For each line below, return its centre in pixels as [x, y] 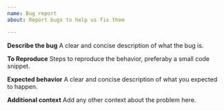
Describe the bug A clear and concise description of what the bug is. [105, 45]
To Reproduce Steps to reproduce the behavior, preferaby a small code [109, 58]
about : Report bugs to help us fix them [66, 20]
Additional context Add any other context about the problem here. [102, 99]
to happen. [22, 86]
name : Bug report [32, 13]
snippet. [19, 66]
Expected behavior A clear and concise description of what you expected [112, 79]
